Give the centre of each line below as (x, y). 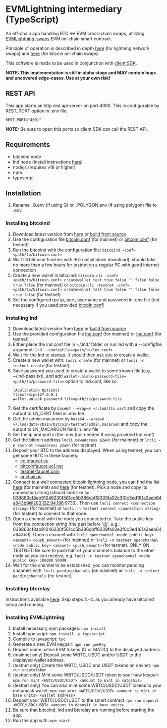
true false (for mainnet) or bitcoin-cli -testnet (63, 285)
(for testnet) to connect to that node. (50, 513)
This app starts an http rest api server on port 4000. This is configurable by (83, 106)
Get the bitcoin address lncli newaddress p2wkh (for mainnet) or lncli (84, 440)
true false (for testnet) (37, 294)
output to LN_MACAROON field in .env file (56, 429)
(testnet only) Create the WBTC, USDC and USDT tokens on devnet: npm (86, 665)
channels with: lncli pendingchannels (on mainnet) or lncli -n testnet (86, 570)
